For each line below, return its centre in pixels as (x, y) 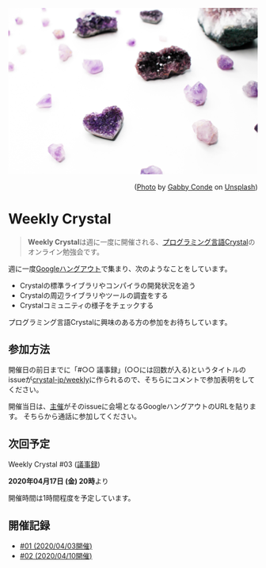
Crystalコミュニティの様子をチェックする (87, 305)
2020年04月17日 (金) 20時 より (59, 481)
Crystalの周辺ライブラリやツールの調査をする (94, 295)
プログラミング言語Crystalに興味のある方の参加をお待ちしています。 (120, 322)
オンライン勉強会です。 (66, 252)
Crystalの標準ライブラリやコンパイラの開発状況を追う (108, 285)
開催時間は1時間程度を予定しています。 (72, 498)
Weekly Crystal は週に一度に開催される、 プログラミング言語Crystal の (141, 242)
